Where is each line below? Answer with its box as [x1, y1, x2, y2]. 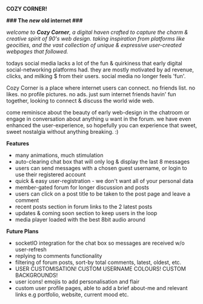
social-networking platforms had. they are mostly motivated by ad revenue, [6, 66, 194, 73]
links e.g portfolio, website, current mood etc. [15, 291, 129, 298]
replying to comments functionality [15, 253, 102, 259]
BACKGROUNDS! [15, 272, 58, 279]
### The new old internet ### [6, 17, 83, 24]
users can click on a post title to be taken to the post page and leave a [15, 190, 191, 197]
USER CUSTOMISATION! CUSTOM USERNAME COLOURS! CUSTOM [15, 265, 186, 272]
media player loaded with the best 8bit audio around [15, 216, 145, 223]
